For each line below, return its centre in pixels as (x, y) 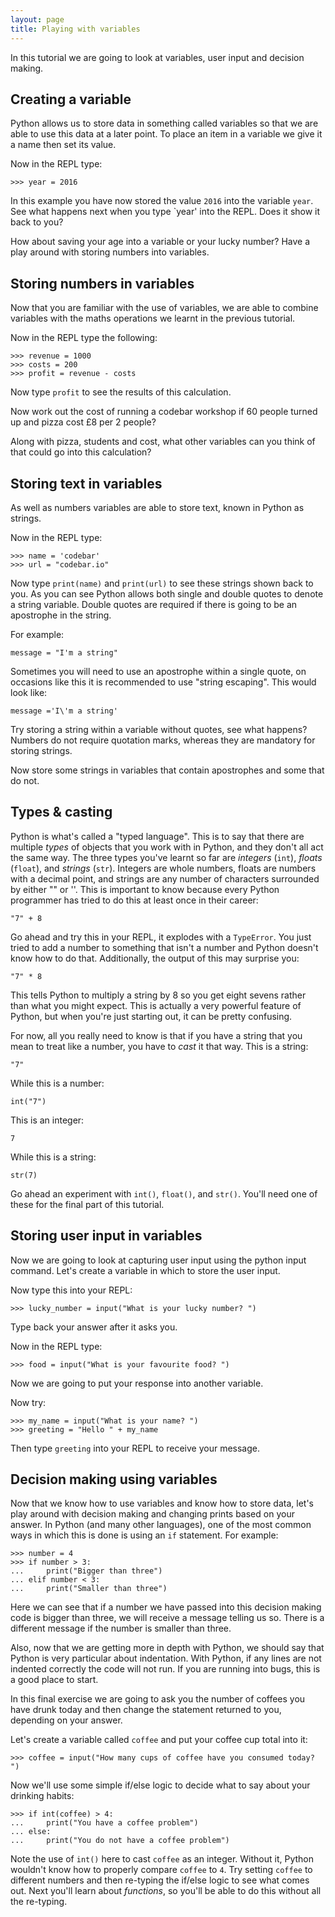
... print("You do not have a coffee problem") (120, 1841)
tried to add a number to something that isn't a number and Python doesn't (164, 947)
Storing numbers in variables (102, 283)
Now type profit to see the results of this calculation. (121, 392)
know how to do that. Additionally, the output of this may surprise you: (155, 958)
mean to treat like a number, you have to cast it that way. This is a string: (159, 1046)
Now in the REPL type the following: (84, 338)
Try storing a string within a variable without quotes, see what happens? (159, 729)
